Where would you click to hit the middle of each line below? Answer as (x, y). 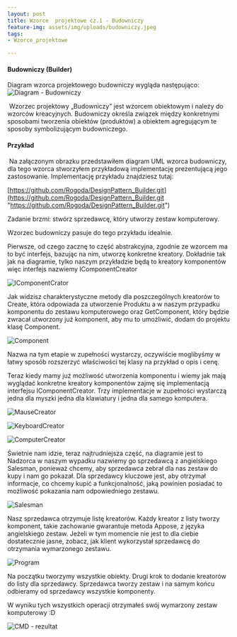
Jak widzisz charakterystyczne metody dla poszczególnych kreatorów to (114, 296)
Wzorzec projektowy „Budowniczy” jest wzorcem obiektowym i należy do (116, 107)
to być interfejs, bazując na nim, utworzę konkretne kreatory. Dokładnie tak (117, 254)
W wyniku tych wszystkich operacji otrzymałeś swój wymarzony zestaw (112, 605)
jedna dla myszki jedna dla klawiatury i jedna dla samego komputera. (108, 398)
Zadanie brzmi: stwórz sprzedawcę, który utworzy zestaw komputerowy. (114, 219)
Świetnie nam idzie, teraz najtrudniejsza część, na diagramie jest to (105, 453)
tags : (15, 34)
